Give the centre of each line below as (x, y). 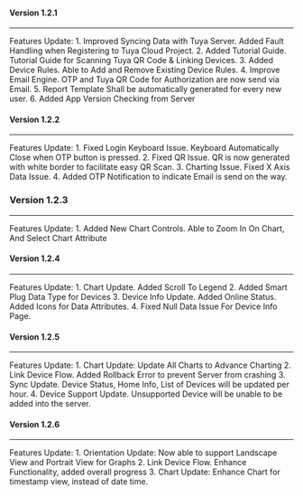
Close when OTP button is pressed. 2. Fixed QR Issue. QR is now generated (150, 157)
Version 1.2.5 (35, 337)
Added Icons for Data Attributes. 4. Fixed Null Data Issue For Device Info (143, 306)
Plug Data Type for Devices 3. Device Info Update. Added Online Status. (143, 296)
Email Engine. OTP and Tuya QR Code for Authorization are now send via (144, 80)
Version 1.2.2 (35, 119)
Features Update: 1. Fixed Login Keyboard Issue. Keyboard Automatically (144, 148)
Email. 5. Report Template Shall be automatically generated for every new (146, 89)
